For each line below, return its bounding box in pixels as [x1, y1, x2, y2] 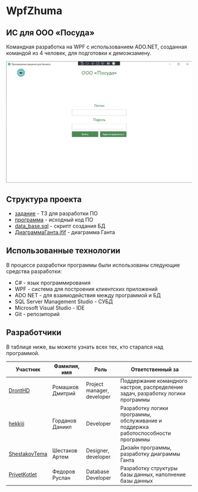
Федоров [52, 468, 75, 475]
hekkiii [8, 420, 25, 427]
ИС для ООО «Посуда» [6, 28, 95, 38]
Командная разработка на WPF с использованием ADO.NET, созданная [6, 43, 187, 50]
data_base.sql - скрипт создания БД [14, 222, 106, 229]
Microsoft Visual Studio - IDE [14, 304, 85, 311]
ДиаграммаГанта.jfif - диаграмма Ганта [14, 229, 115, 236]
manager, [86, 386, 110, 393]
